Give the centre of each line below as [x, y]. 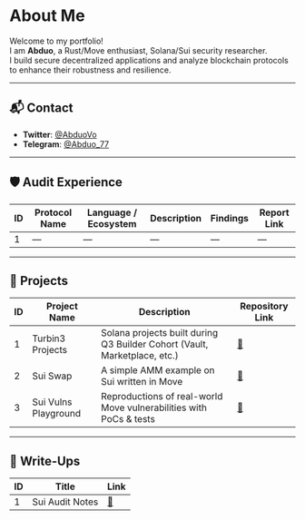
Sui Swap [52, 376]
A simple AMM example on [158, 370]
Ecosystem [112, 223]
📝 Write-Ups [45, 461]
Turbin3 [49, 338]
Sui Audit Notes [65, 502]
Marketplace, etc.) [140, 356]
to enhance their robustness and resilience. [90, 70]
